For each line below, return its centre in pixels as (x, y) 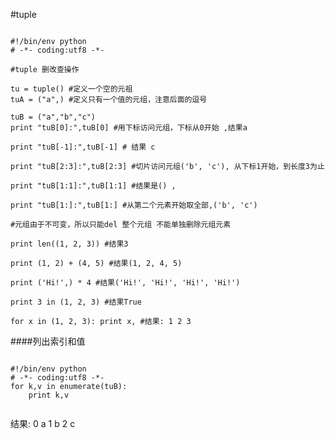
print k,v (49, 395)
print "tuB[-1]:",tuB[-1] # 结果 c (83, 147)
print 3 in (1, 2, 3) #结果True (76, 302)
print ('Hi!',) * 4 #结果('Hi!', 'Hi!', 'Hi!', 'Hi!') (125, 283)
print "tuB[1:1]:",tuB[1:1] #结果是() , (93, 186)
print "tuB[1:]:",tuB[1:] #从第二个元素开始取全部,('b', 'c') (134, 205)
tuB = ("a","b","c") (53, 117)
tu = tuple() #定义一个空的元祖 (71, 89)
